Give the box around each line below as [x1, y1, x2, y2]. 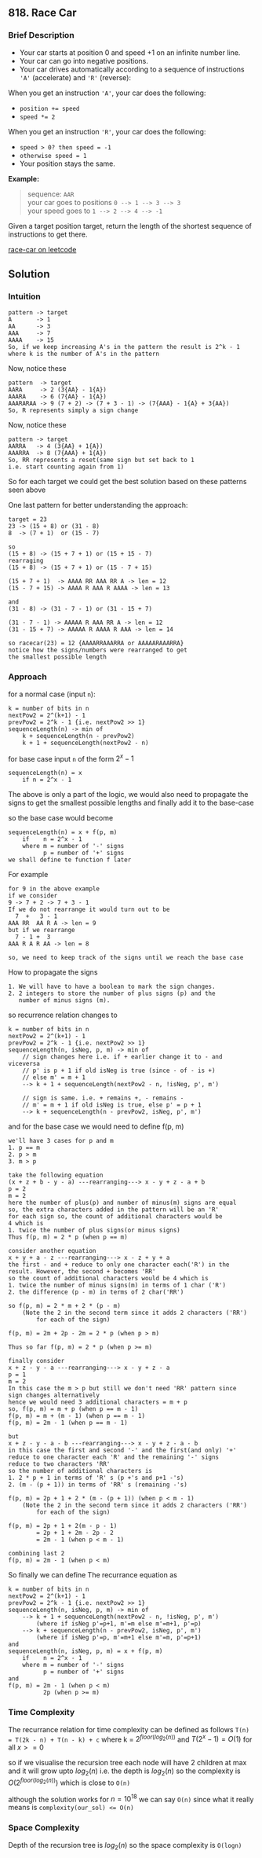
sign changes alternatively [8, 1391, 100, 1400]
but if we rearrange [8, 927, 76, 935]
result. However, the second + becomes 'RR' [8, 1268, 156, 1276]
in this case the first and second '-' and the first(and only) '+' [8, 1446, 237, 1455]
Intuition [8, 291, 42, 302]
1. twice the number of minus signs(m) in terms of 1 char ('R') [8, 1281, 226, 1290]
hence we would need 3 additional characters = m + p [8, 1398, 188, 1406]
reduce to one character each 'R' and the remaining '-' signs [8, 1453, 220, 1461]
